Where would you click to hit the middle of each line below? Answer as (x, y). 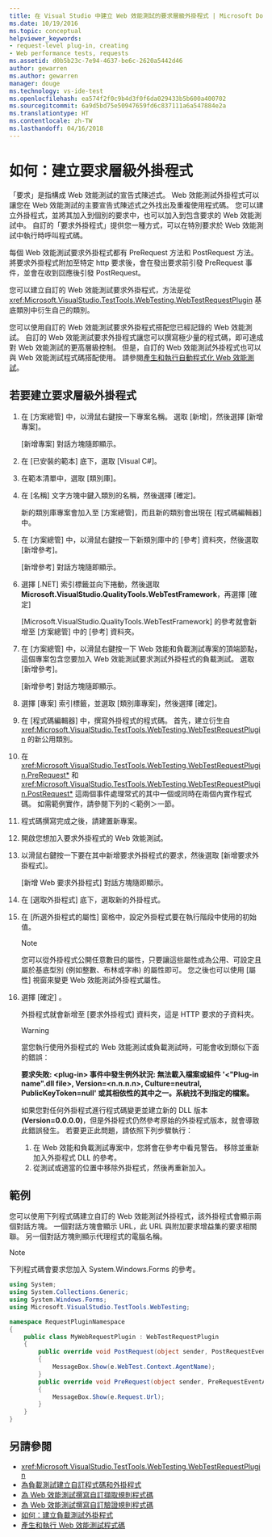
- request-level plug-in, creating (69, 46)
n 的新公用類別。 (49, 739)
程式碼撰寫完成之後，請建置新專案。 (81, 821)
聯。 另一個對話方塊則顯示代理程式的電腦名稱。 (88, 1237)
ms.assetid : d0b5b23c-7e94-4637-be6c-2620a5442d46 (96, 61)
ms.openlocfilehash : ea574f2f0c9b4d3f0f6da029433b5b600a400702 (118, 99)
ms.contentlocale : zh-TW (51, 121)
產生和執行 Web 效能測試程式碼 (73, 1525)
